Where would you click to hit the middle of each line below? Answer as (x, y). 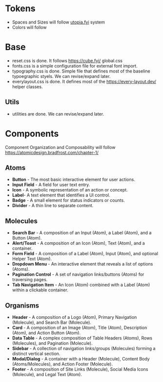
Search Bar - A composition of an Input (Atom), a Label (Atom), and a (82, 233)
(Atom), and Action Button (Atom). (46, 333)
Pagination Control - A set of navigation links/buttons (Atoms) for (78, 274)
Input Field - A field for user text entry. (51, 185)
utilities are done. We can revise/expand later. (58, 114)
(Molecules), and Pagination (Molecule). (52, 343)
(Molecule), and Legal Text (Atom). (47, 375)
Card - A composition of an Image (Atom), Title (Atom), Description (80, 328)
